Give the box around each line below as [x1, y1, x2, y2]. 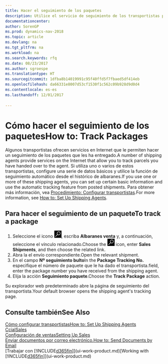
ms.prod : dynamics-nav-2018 [5, 29, 64, 34]
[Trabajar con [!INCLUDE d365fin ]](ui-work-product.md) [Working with [5, 348, 149, 354]
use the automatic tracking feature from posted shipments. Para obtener [5, 184, 154, 190]
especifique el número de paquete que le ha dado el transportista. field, [12, 262, 159, 268]
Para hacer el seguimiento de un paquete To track [5, 209, 161, 217]
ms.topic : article [5, 34, 43, 39]
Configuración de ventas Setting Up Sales [5, 332, 90, 338]
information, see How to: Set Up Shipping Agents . [5, 195, 107, 201]
